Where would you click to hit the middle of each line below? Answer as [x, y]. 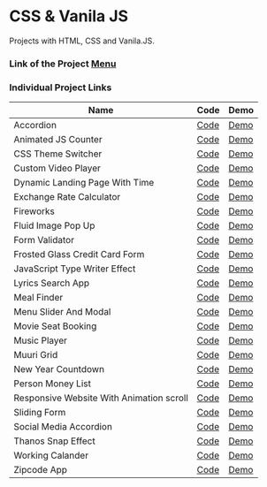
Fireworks [34, 211]
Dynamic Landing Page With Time [84, 183]
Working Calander [51, 455]
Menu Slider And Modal [62, 312]
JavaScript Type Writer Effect [75, 269]
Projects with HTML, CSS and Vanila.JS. [82, 41]
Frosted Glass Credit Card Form [79, 255]
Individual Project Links [61, 88]
